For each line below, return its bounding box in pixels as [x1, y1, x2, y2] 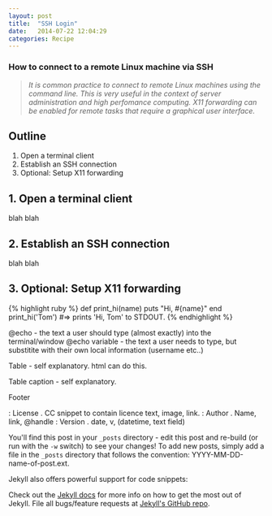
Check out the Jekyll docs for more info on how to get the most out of [8, 489, 242, 500]
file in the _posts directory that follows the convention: [8, 449, 191, 459]
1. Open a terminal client [8, 192, 133, 206]
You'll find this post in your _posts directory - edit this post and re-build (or [8, 432, 258, 442]
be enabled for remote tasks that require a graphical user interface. [28, 106, 256, 115]
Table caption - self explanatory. [8, 376, 117, 386]
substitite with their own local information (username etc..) [8, 345, 205, 354]
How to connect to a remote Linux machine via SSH [8, 62, 214, 73]
